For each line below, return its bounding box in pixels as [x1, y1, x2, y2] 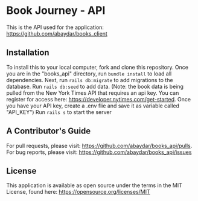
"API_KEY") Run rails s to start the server [6, 108, 112, 115]
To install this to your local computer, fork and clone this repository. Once [6, 63, 189, 71]
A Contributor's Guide [6, 126, 91, 136]
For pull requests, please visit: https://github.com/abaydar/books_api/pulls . [6, 142, 193, 149]
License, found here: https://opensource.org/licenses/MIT [6, 188, 151, 196]
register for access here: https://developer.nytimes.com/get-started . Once [6, 95, 191, 103]
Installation [6, 48, 49, 58]
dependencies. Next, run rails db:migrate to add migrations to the [6, 76, 173, 83]
